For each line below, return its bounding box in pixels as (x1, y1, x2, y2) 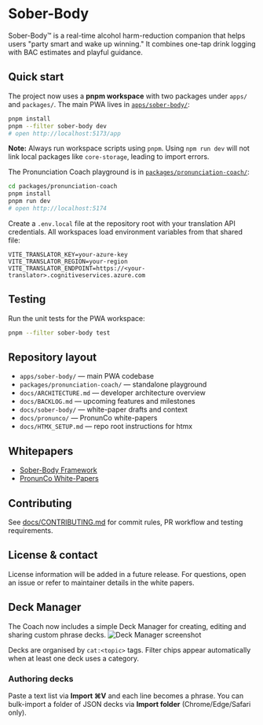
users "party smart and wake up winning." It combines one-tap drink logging (8, 39, 257, 48)
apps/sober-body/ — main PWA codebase (19, 372, 155, 381)
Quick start (8, 70, 64, 83)
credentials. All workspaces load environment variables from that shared (8, 227, 243, 236)
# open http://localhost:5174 (8, 205, 108, 213)
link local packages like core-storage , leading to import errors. (8, 152, 210, 161)
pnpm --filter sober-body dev (8, 122, 108, 130)
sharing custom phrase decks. (8, 630, 107, 639)
